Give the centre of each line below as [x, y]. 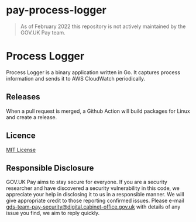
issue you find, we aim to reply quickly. [53, 213]
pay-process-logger [56, 10]
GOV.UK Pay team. [43, 32]
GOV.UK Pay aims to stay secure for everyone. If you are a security [87, 182]
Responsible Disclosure [50, 168]
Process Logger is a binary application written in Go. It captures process [93, 72]
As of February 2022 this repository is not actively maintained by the [103, 26]
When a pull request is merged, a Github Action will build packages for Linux [98, 111]
